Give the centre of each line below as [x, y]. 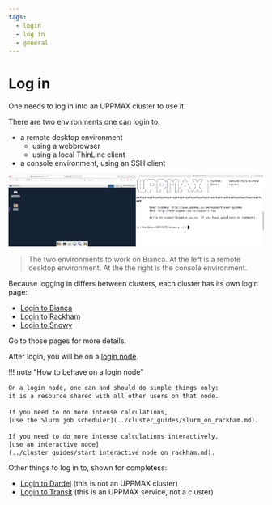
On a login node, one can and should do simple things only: [114, 388]
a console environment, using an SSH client [93, 163]
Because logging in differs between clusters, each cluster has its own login [134, 284]
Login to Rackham [50, 316]
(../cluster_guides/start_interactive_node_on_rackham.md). [112, 453]
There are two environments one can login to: [84, 122]
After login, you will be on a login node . [74, 357]
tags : [17, 17]
